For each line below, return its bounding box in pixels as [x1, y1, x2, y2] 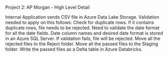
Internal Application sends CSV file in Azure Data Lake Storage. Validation [5, 14, 159, 20]
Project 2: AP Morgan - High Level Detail [5, 5, 90, 10]
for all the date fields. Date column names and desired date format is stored [5, 30, 163, 36]
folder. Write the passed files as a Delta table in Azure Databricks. [5, 46, 143, 52]
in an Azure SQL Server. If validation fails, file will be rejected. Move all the [5, 35, 161, 41]
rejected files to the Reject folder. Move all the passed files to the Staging [5, 41, 158, 47]
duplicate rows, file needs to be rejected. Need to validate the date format [5, 25, 160, 31]
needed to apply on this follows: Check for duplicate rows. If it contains [5, 20, 154, 25]
